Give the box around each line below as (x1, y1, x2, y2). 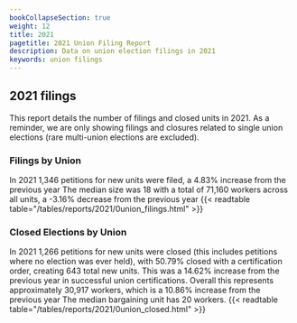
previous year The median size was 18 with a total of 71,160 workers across (9, 184, 289, 195)
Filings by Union (9, 154, 82, 167)
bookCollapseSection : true (9, 13, 111, 23)
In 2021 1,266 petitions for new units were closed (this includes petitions (9, 246, 278, 257)
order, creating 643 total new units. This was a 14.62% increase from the (9, 265, 280, 276)
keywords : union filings (9, 55, 103, 64)
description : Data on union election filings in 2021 (9, 47, 217, 56)
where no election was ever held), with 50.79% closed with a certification (9, 256, 283, 267)
